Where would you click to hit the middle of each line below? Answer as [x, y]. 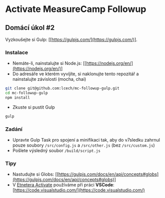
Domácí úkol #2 [30, 28]
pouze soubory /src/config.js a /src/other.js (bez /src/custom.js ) [83, 145]
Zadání [14, 129]
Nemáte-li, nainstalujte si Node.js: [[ [49, 63]
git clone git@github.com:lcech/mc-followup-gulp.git [62, 88]
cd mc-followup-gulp [27, 93]
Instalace [17, 52]
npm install [17, 98]
